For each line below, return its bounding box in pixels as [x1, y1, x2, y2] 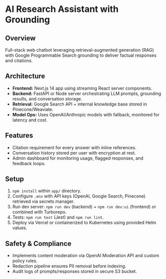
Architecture [5, 72, 46, 81]
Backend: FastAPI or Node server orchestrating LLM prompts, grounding [12, 91, 162, 96]
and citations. [5, 58, 33, 63]
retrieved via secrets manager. [12, 198, 75, 204]
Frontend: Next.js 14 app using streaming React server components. [12, 85, 153, 91]
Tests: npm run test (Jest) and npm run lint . [12, 214, 104, 220]
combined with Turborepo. [12, 209, 67, 215]
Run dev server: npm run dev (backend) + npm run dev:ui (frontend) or [12, 204, 156, 210]
